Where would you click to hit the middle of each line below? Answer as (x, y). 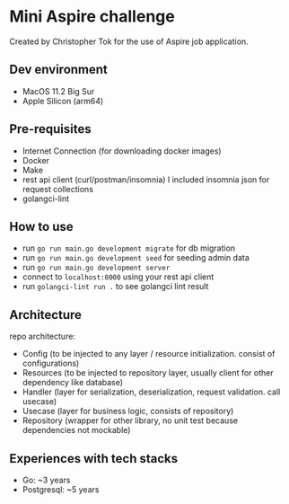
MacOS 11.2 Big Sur (58, 91)
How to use (41, 226)
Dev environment (58, 70)
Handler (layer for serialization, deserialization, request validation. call (151, 392)
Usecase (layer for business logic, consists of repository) (128, 411)
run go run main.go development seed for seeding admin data (136, 258)
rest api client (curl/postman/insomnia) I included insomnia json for (146, 179)
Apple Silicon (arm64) (63, 101)
